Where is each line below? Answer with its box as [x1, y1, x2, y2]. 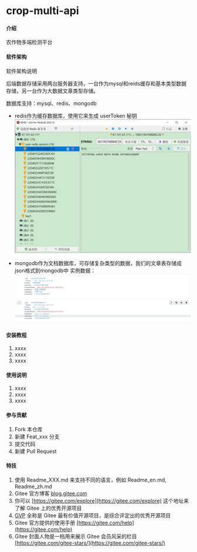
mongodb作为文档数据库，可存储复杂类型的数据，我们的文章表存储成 [14, 260, 182, 267]
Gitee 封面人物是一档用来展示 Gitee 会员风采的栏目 [14, 533, 137, 540]
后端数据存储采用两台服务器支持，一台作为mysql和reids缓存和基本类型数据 [6, 80, 186, 87]
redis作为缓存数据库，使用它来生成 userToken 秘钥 [14, 112, 137, 119]
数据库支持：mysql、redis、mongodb [6, 100, 97, 107]
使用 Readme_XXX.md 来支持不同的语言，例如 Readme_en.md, [14, 476, 167, 483]
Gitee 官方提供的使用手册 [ [14, 519, 79, 526]
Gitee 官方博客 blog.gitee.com [14, 490, 87, 497]
